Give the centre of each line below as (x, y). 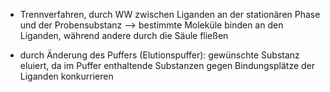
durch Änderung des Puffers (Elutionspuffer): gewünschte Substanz (159, 55)
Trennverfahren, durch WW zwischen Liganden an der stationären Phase (170, 14)
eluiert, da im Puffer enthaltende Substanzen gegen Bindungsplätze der (167, 65)
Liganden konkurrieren (66, 76)
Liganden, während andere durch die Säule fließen (124, 35)
